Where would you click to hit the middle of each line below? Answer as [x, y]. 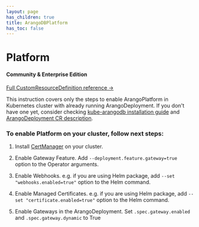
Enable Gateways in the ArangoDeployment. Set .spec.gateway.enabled [102, 211]
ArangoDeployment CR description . [50, 118]
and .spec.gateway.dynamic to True [58, 217]
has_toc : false [25, 28]
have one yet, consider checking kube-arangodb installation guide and [93, 112]
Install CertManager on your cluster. [59, 146]
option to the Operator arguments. [57, 164]
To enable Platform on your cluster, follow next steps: [85, 133]
